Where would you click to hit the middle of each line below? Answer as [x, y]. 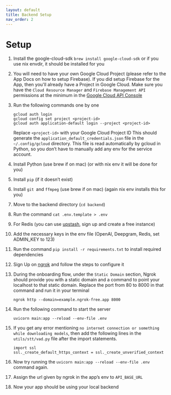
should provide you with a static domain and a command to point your [86, 280]
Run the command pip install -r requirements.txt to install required [87, 249]
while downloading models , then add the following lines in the [77, 334]
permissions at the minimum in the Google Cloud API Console [78, 95]
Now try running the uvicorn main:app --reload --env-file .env [81, 362]
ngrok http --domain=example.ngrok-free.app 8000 [67, 300]
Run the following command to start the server [62, 309]
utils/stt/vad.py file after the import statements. [65, 339]
